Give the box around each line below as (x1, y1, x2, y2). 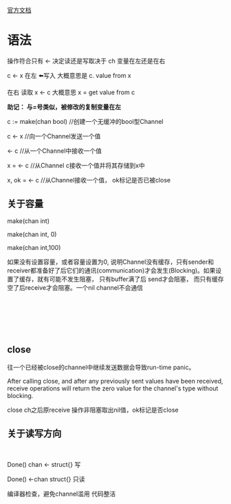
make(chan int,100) (7, 243, 61, 251)
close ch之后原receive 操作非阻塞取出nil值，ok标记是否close (7, 406, 179, 414)
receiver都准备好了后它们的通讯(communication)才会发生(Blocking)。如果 (7, 266, 216, 274)
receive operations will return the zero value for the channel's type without (7, 384, 219, 392)
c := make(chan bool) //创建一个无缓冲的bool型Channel (7, 117, 164, 125)
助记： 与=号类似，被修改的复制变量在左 (7, 103, 122, 111)
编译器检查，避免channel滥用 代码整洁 (7, 490, 116, 498)
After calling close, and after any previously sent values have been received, (7, 377, 223, 385)
